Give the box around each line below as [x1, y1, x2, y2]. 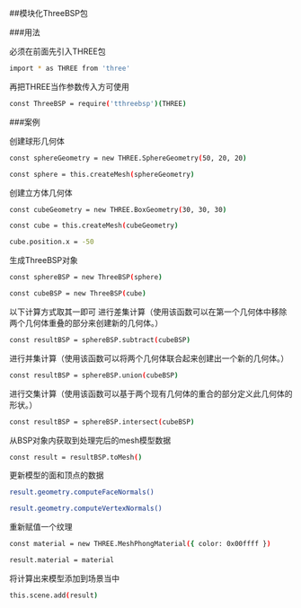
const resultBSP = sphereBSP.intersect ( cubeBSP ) [9, 417, 195, 427]
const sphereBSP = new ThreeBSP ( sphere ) [9, 273, 164, 282]
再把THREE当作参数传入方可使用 [9, 81, 130, 92]
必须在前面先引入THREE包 [9, 46, 106, 57]
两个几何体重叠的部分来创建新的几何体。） [9, 317, 164, 328]
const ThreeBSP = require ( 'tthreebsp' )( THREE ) [9, 99, 187, 108]
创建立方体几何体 [9, 187, 73, 198]
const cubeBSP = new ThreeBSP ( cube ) [9, 289, 146, 298]
